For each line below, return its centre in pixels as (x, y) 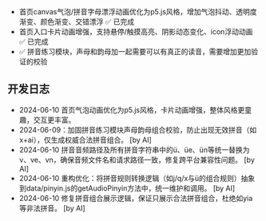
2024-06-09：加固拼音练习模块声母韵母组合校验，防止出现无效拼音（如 (138, 129)
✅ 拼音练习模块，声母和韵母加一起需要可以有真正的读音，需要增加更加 (135, 51)
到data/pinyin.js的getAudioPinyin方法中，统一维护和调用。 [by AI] (127, 188)
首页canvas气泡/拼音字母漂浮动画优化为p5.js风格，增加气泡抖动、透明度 (138, 12)
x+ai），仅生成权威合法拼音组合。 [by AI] (85, 140)
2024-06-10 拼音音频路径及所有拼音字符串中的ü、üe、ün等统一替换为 (134, 149)
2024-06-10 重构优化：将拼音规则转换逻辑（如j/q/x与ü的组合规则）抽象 (137, 178)
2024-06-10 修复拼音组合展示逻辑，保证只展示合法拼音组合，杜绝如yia (136, 198)
